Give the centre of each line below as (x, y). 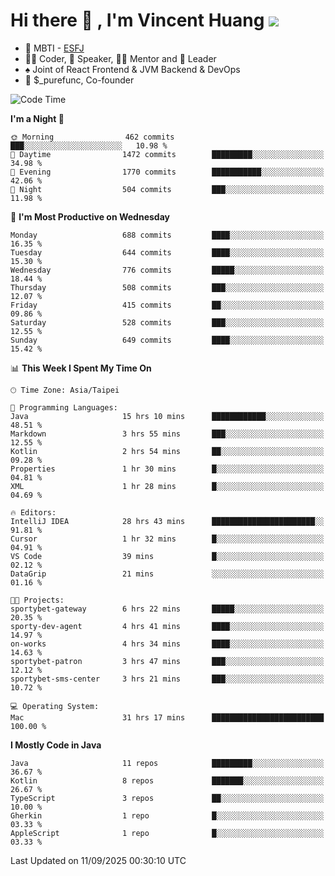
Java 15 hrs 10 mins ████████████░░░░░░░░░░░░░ (167, 416)
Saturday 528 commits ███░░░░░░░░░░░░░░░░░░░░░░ (167, 322)
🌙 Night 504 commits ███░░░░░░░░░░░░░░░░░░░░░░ (167, 189)
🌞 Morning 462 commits (92, 137)
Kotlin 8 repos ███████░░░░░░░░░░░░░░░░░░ (167, 780)
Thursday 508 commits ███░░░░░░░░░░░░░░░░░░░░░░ (167, 287)
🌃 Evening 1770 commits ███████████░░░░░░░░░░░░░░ (167, 172)
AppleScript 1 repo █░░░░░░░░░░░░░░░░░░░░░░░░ (167, 833)
